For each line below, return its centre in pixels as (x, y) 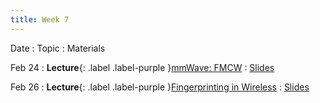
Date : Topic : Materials (58, 48)
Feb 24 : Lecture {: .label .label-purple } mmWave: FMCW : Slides (142, 67)
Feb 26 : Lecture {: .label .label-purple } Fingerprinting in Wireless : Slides (160, 87)
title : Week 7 (40, 19)
